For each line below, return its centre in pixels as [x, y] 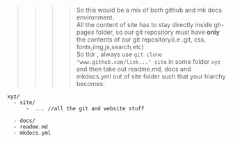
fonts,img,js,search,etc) [110, 47]
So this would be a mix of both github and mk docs [149, 10]
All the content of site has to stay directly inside [144, 25]
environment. [95, 17]
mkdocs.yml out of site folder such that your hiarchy [151, 76]
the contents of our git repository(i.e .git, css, [141, 40]
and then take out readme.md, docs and [134, 69]
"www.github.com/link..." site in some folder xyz [148, 61]
